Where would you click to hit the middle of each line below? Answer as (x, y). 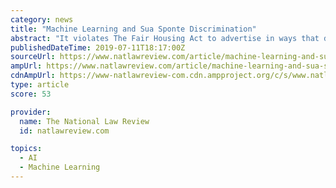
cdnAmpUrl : (33, 76)
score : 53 (31, 94)
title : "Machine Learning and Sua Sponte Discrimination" (133, 29)
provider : (31, 112)
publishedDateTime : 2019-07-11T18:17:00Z (98, 47)
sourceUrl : (33, 57)
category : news (42, 19)
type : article (40, 85)
